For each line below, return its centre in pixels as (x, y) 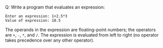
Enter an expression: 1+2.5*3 (36, 16)
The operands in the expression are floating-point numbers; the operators (81, 30)
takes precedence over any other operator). (50, 40)
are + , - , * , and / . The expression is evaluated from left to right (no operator (82, 35)
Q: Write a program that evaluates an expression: (55, 7)
